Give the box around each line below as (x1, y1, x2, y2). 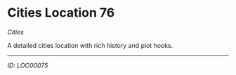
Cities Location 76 (7, 5, 115, 21)
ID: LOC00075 (7, 61, 48, 69)
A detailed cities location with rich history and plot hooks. (7, 41, 173, 49)
